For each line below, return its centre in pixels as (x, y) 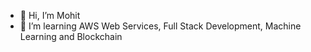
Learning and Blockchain (71, 36)
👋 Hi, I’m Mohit (50, 15)
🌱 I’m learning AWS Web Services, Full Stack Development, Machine (160, 26)
